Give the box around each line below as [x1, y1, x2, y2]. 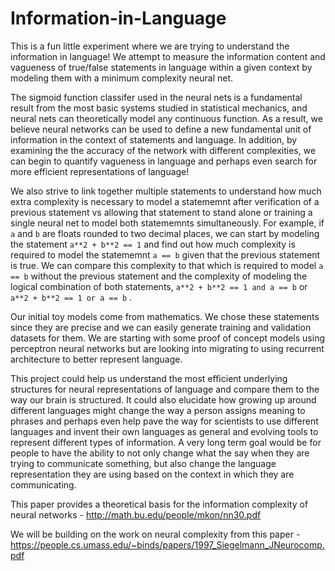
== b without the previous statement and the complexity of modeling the [10, 270, 308, 282]
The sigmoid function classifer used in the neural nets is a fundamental [10, 91, 303, 103]
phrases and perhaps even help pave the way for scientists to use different [10, 415, 319, 427]
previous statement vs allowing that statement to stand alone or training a [10, 206, 313, 218]
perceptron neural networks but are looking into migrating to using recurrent [10, 342, 325, 354]
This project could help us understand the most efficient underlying [10, 372, 288, 384]
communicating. [10, 478, 77, 491]
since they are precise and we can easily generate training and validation [10, 321, 312, 333]
